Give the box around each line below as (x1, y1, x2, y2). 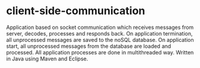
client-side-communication (6, 4, 145, 18)
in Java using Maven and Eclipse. (6, 55, 88, 62)
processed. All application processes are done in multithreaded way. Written (6, 48, 194, 56)
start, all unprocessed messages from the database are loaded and (6, 43, 171, 50)
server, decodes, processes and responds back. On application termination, (6, 30, 193, 37)
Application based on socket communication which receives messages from (6, 24, 194, 31)
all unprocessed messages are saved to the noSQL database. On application (6, 36, 194, 43)
